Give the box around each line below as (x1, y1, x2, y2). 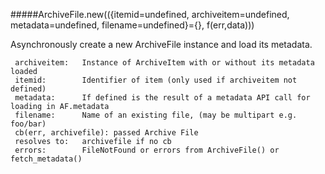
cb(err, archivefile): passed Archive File (14, 128, 199, 138)
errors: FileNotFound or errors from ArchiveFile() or (14, 145, 280, 155)
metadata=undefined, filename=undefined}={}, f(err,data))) (10, 19, 255, 31)
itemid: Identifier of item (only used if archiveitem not (14, 75, 298, 85)
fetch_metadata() (10, 154, 83, 164)
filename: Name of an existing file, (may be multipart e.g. (14, 110, 298, 120)
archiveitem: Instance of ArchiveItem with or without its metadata (14, 58, 315, 68)
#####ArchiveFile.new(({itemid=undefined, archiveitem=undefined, (10, 9, 290, 20)
